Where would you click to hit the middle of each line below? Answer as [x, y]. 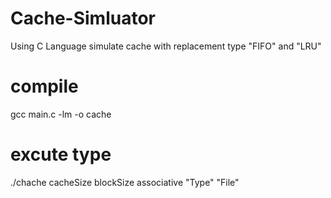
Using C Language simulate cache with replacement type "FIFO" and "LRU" [166, 46]
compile [44, 86]
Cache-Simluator [83, 18]
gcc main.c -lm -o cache [61, 114]
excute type [61, 154]
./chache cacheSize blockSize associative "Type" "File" [125, 182]
